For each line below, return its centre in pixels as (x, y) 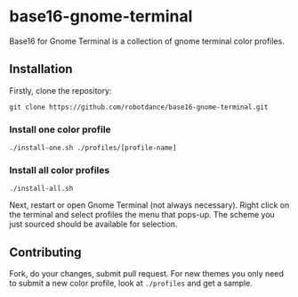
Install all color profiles (60, 169)
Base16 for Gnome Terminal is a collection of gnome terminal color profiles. (147, 41)
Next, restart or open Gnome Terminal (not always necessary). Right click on (149, 205)
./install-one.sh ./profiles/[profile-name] (93, 148)
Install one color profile (60, 129)
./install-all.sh (41, 189)
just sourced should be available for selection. (93, 224)
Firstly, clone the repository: (60, 90)
